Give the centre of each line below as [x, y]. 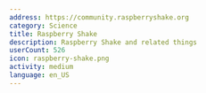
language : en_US [39, 75]
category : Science [43, 26]
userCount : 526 [37, 50]
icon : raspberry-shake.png [59, 58]
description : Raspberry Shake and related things [103, 42]
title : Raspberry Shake [54, 34]
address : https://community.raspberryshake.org [99, 17]
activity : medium [41, 67]
